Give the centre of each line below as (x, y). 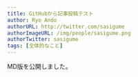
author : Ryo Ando (32, 20)
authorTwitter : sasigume (43, 40)
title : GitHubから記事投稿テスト (51, 14)
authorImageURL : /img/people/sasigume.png (69, 33)
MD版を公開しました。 (39, 66)
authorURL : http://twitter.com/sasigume (66, 26)
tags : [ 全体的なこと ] (35, 46)
